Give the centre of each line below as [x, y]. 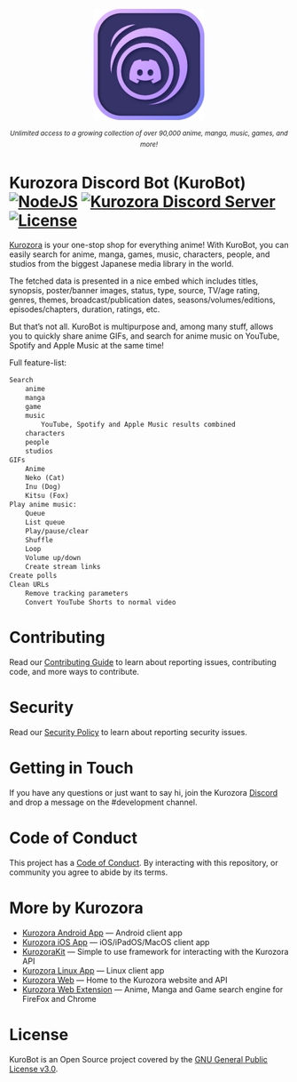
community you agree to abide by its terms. [89, 872]
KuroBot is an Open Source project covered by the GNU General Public [139, 1059]
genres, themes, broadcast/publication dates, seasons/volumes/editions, [142, 300]
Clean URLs [29, 585]
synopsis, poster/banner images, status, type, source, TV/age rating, [134, 291]
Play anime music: [43, 505]
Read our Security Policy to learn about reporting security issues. [129, 733]
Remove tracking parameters [77, 594]
